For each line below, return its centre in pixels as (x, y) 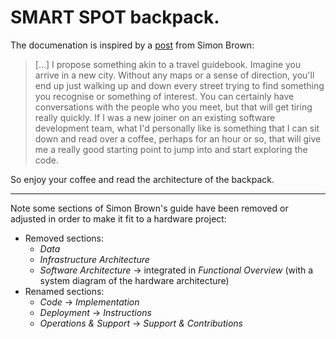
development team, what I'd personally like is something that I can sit (177, 128)
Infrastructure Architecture (94, 259)
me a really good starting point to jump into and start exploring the (171, 149)
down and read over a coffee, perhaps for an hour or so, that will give (178, 138)
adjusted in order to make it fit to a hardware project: (118, 218)
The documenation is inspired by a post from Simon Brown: (132, 45)
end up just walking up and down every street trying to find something (179, 85)
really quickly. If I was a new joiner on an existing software (155, 117)
